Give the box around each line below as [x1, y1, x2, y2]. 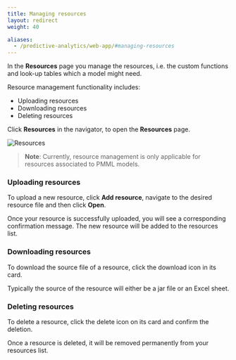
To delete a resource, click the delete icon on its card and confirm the [7, 318, 209, 326]
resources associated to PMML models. [24, 160, 140, 169]
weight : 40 [7, 23, 39, 30]
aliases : [7, 36, 33, 43]
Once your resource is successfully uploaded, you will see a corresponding [7, 214, 227, 223]
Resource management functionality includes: [7, 83, 141, 91]
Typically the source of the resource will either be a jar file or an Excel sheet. [7, 284, 230, 292]
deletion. [7, 325, 33, 334]
